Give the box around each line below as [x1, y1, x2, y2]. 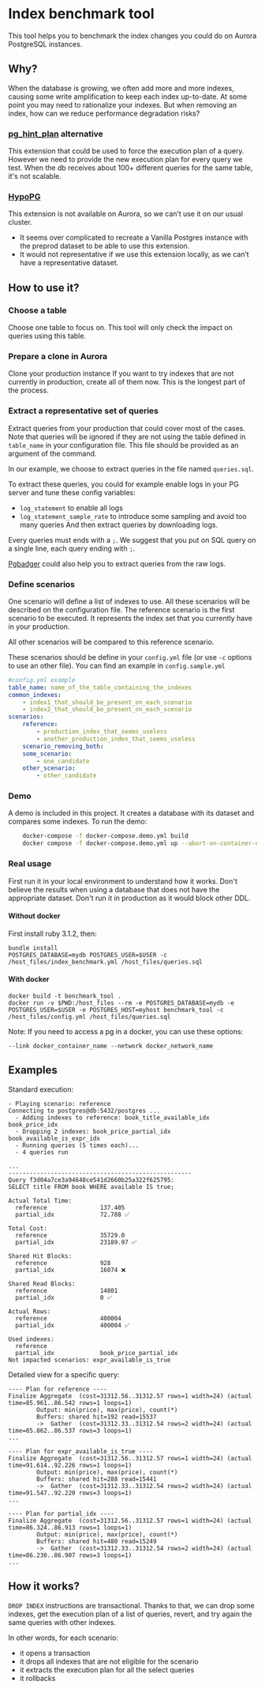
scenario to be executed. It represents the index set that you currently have [8, 613, 252, 623]
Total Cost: [8, 1224, 47, 1233]
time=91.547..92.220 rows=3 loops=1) [8, 1489, 132, 1497]
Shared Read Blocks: [8, 1279, 77, 1288]
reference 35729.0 [15, 1231, 125, 1239]
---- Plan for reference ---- [8, 1385, 108, 1393]
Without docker [8, 911, 61, 921]
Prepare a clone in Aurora [8, 350, 108, 362]
